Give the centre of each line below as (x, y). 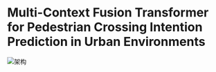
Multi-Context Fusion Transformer (108, 13)
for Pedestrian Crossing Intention (105, 27)
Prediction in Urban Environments (106, 42)
